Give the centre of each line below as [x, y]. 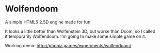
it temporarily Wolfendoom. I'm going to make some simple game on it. [76, 36]
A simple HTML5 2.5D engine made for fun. [48, 22]
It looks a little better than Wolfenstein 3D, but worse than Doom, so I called [80, 31]
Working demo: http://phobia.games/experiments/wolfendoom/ [68, 45]
